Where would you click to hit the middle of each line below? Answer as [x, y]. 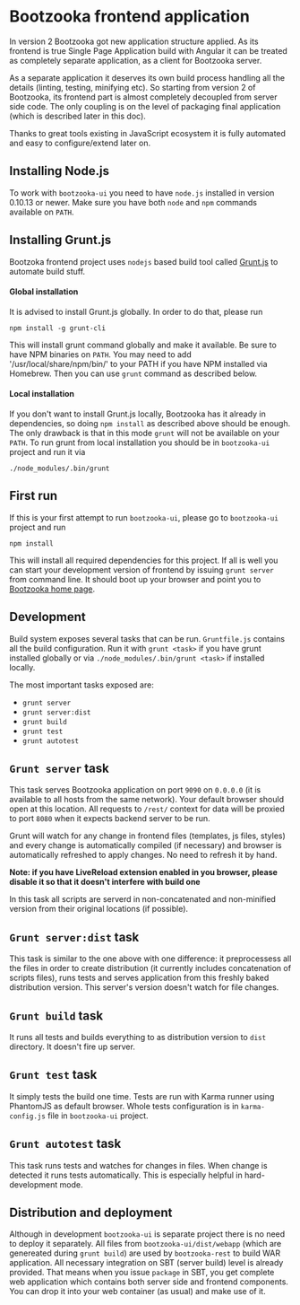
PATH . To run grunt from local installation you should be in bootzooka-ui [140, 442]
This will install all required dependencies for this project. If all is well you [144, 560]
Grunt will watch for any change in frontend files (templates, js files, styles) [148, 836]
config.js [28, 1116]
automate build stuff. [47, 271]
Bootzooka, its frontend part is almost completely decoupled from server [143, 97]
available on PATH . [42, 212]
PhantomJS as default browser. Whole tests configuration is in [124, 1106]
